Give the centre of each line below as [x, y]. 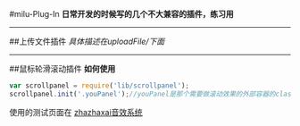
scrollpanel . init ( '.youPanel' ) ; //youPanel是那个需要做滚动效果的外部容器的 [142, 94]
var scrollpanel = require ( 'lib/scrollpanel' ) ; [100, 86]
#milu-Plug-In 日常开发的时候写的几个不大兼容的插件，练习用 [121, 14]
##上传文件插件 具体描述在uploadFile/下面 [87, 41]
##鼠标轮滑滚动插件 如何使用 [62, 69]
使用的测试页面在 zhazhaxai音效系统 [76, 112]
